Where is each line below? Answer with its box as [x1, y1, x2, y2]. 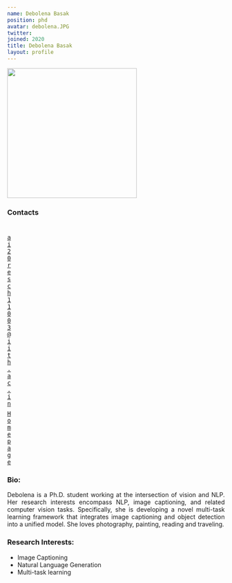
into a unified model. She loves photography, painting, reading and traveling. [7, 520, 224, 528]
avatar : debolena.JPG [7, 23, 70, 30]
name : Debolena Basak [7, 10, 70, 17]
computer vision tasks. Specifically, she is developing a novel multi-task [7, 505, 225, 514]
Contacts [7, 207, 39, 217]
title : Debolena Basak [7, 42, 72, 49]
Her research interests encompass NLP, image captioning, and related [7, 498, 225, 506]
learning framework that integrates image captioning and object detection [7, 513, 225, 521]
